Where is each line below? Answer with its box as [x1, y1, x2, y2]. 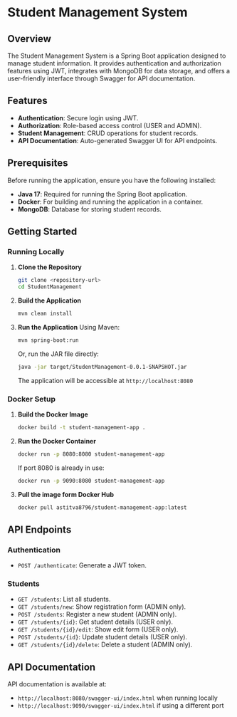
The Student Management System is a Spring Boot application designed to [7, 51, 226, 60]
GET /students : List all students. [17, 595, 111, 604]
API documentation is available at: [7, 680, 107, 689]
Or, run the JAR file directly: [17, 350, 100, 358]
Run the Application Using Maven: [17, 323, 120, 331]
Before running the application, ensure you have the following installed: [7, 176, 216, 184]
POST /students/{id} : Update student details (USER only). [17, 633, 187, 642]
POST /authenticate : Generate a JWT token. [17, 561, 147, 570]
